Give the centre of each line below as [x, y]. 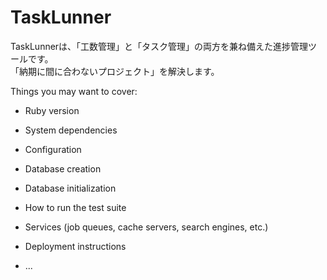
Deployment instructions [75, 246]
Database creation [63, 168]
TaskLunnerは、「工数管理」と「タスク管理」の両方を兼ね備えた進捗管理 [159, 46]
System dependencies [71, 130]
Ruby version [52, 110]
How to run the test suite [75, 207]
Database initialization [70, 188]
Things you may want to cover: [74, 91]
